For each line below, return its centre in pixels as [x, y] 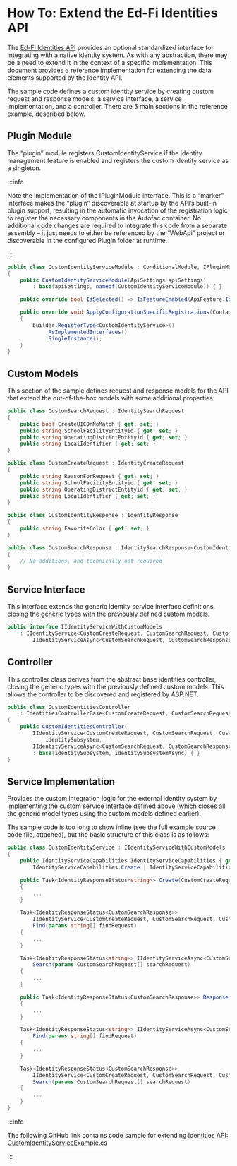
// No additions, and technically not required [91, 561]
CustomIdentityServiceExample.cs [57, 1143]
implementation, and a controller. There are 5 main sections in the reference [117, 106]
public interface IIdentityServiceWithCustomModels [85, 627]
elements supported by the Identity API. [65, 77]
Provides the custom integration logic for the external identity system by [112, 799]
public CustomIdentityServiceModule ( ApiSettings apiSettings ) [113, 280]
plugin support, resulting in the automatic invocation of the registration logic [117, 210]
